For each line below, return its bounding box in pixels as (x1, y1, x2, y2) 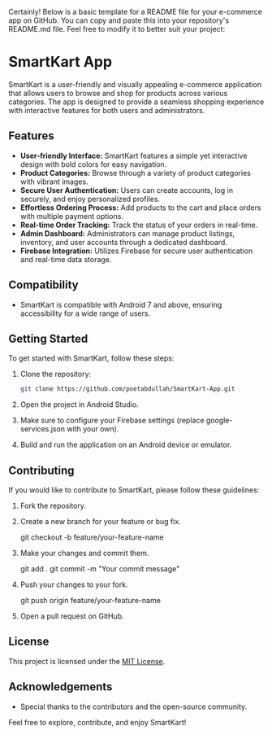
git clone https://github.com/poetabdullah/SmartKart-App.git (19, 385, 235, 393)
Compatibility (8, 278, 79, 292)
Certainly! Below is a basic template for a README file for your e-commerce (8, 7, 262, 16)
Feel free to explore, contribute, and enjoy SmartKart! (8, 717, 187, 727)
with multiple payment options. (19, 211, 124, 221)
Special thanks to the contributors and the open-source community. (19, 702, 248, 711)
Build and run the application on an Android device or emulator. (19, 440, 232, 450)
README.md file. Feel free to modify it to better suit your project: (8, 24, 226, 33)
